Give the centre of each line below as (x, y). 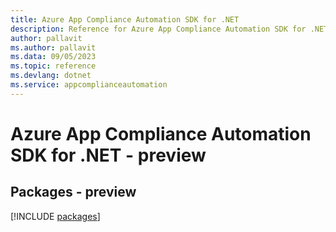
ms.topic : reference (53, 66)
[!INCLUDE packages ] (55, 216)
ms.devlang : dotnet (51, 76)
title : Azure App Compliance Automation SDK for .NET (125, 19)
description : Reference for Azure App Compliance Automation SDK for (158, 29)
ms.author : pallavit (53, 47)
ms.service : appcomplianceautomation (89, 85)
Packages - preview (73, 192)
